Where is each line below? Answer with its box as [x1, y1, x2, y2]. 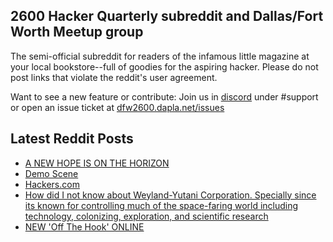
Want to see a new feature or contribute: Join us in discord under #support [10, 90, 319, 103]
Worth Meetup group [10, 24, 144, 41]
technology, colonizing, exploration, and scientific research [24, 210, 269, 222]
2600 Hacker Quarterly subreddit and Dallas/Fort [10, 8, 324, 25]
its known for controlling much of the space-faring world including [24, 199, 299, 211]
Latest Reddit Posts [10, 130, 134, 148]
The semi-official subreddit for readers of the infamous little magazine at [10, 50, 310, 62]
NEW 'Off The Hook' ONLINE [24, 220, 145, 233]
